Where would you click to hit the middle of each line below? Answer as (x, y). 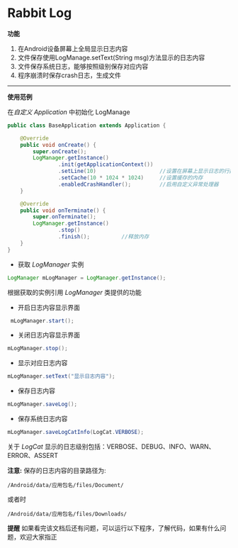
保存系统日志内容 (42, 419)
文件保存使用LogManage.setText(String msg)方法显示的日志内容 (111, 57)
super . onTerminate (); (65, 217)
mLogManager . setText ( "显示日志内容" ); (61, 376)
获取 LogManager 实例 (51, 264)
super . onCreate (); (60, 151)
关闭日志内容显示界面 (49, 335)
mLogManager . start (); (42, 320)
